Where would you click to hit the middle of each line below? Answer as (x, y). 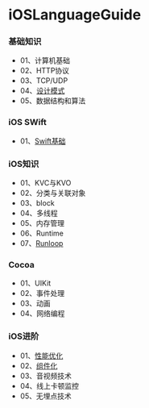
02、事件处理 (42, 294)
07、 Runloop (41, 244)
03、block (37, 203)
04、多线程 (39, 213)
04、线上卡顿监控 (49, 385)
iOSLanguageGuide (75, 15)
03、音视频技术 (46, 376)
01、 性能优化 (41, 356)
